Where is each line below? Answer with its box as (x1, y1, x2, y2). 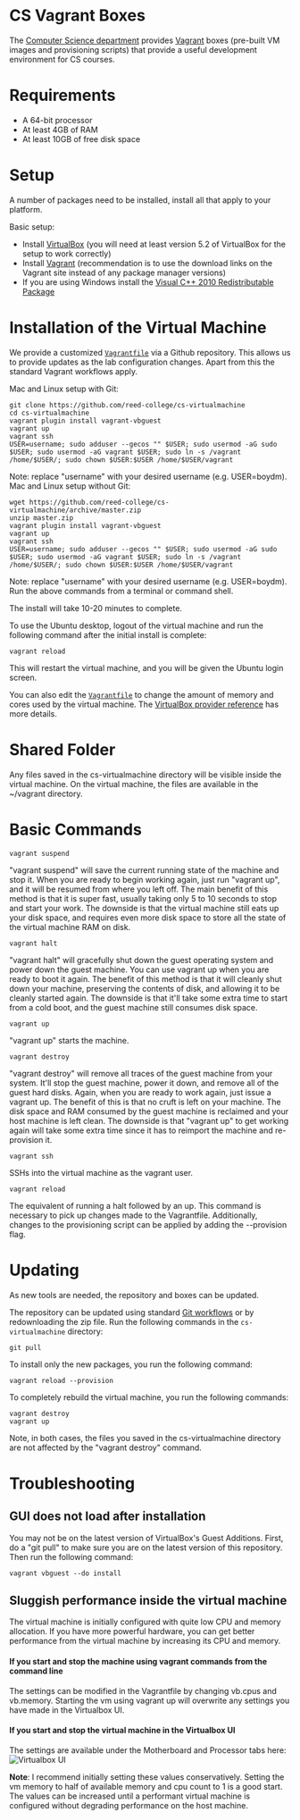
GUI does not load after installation (9, 1509, 206, 1524)
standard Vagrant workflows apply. (9, 365, 138, 376)
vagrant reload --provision (9, 1376, 114, 1385)
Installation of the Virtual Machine (9, 318, 267, 338)
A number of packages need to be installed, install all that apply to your (9, 194, 271, 205)
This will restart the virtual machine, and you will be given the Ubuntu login (9, 662, 284, 673)
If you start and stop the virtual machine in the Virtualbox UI (9, 1725, 236, 1736)
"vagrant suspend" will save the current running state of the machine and (9, 864, 279, 876)
